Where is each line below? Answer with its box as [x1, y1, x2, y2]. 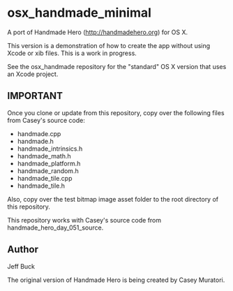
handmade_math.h [17, 151, 71, 160]
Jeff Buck [7, 262, 36, 270]
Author [7, 244, 38, 255]
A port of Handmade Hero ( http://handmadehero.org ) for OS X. [7, 28, 188, 36]
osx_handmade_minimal [7, 5, 152, 21]
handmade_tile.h [17, 181, 65, 190]
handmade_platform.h [17, 159, 81, 167]
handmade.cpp [17, 129, 61, 137]
